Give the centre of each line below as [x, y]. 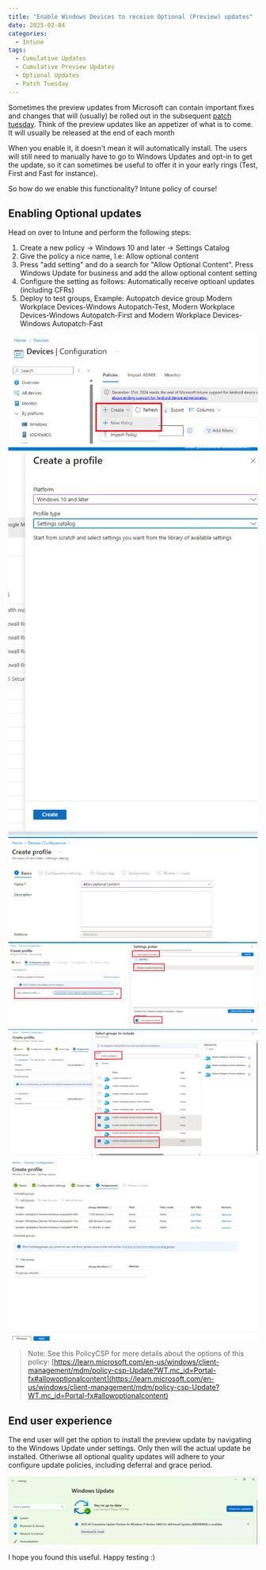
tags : [17, 50]
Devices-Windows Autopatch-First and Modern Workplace [115, 315]
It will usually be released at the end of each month [91, 132]
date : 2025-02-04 [37, 25]
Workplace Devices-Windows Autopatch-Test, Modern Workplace [127, 307]
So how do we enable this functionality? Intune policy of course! [113, 188]
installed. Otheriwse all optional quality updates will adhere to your [117, 1457]
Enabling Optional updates [75, 214]
